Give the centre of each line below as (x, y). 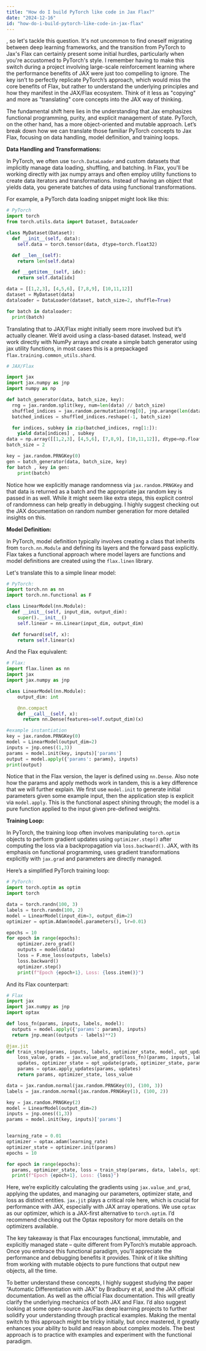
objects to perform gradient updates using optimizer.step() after (89, 839)
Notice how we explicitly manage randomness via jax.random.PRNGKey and (100, 484)
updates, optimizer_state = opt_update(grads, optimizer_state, (101, 1063)
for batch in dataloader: (39, 311)
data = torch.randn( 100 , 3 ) (42, 905)
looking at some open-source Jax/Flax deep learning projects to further (97, 1309)
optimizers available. (32, 1227)
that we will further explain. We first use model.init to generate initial (93, 789)
